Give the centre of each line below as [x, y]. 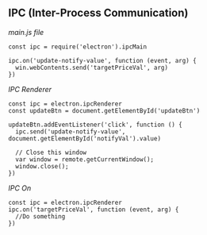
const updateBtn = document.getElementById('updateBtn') [104, 110]
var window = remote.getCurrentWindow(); [85, 159]
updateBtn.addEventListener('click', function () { [95, 125]
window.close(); [42, 166]
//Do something [40, 216]
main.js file [26, 32]
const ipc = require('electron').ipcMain [78, 47]
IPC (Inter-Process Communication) [98, 13]
